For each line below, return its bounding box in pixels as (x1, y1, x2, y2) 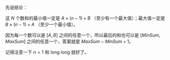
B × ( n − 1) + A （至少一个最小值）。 (5, 22, 78, 27)
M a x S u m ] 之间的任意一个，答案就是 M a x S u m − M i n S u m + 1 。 (5, 38, 133, 44)
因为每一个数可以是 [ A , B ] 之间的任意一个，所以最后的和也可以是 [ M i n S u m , (5, 32, 161, 38)
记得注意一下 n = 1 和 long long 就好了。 (5, 49, 89, 55)
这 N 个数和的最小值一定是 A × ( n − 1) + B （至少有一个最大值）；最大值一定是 (5, 15, 165, 21)
